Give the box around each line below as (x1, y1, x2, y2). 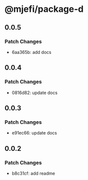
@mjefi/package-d (4, 3, 84, 15)
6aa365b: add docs (11, 49, 52, 55)
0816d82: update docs (11, 90, 58, 95)
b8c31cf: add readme (11, 170, 55, 176)
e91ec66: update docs (11, 130, 58, 136)
